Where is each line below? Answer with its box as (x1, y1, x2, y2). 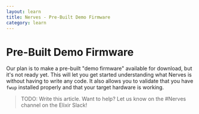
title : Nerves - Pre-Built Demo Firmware (6, 14, 111, 20)
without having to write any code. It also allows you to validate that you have (6, 78, 194, 85)
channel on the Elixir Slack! (20, 102, 88, 109)
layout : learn (6, 8, 42, 15)
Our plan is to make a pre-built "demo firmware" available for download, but (6, 65, 192, 72)
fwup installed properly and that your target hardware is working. (6, 84, 164, 91)
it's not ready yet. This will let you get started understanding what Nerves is (6, 71, 192, 78)
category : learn (6, 20, 46, 26)
